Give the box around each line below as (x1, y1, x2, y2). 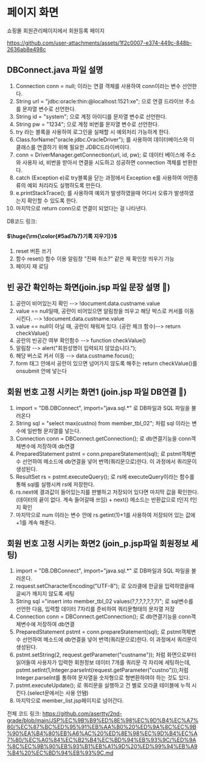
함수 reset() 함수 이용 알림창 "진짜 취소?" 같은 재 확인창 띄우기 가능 (15, 255, 175, 262)
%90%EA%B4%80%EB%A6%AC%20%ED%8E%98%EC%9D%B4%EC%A (7, 730, 198, 737)
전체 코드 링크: (7, 710, 41, 717)
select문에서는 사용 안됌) (29, 689, 89, 697)
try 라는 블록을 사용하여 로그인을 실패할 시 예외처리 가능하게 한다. (15, 128, 170, 135)
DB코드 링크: (7, 218, 37, 225)
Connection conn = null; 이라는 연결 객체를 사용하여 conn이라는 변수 (15, 82, 181, 89)
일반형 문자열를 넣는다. (27, 427, 82, 434)
